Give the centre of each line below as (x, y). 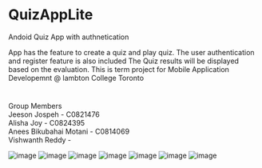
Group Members (35, 106)
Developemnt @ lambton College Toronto (76, 78)
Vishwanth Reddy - (40, 140)
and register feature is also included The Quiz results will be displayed (124, 61)
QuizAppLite (51, 15)
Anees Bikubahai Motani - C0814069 (69, 132)
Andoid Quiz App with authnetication (69, 37)
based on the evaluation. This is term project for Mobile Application (119, 69)
